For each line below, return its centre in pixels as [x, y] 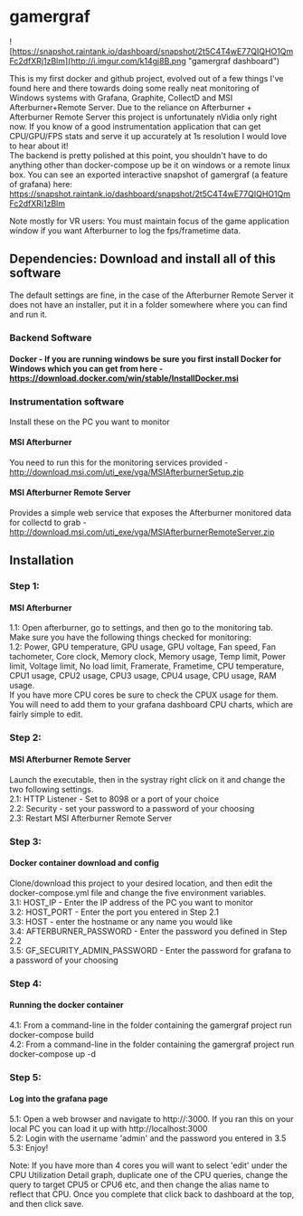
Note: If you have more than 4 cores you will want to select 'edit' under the [148, 1165]
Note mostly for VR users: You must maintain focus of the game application [149, 221]
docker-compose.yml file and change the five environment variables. [138, 892]
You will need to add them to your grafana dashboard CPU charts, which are [151, 705]
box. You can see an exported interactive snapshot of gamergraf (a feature [149, 175]
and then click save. [47, 1203]
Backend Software [51, 337]
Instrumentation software [67, 402]
